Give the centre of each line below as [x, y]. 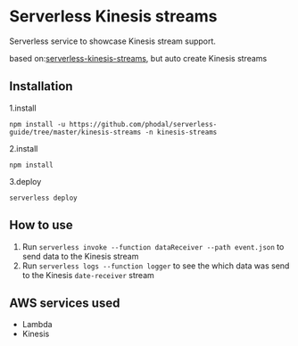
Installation [41, 86]
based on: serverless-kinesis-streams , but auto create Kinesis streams [138, 58]
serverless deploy [43, 198]
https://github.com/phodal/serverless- [143, 124]
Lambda [37, 325]
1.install [23, 108]
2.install [24, 148]
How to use [41, 225]
